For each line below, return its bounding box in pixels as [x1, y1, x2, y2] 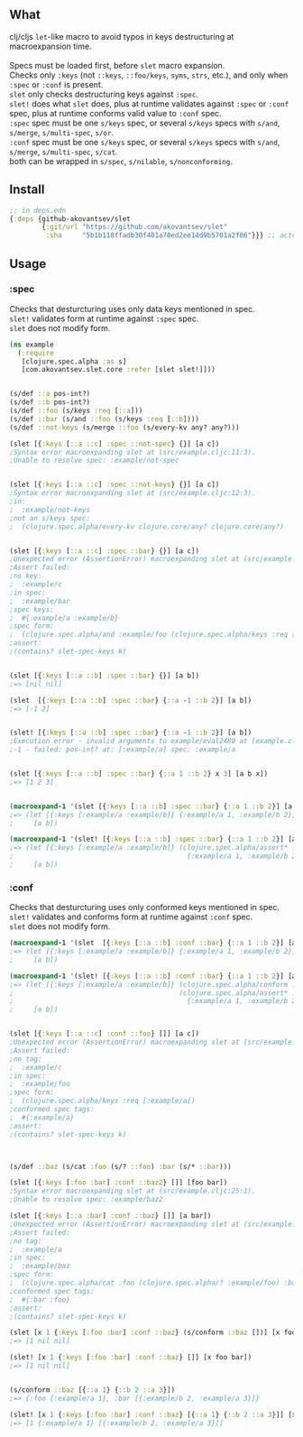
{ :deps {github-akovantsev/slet [9, 214, 131, 224]
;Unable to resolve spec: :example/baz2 [9, 1195, 164, 1204]
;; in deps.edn [9, 206, 67, 215]
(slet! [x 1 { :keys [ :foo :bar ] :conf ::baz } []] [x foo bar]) [9, 1353, 252, 1362]
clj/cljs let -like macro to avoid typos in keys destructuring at [9, 31, 234, 41]
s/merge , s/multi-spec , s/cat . [9, 146, 118, 157]
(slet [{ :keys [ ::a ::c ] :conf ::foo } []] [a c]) [9, 1029, 200, 1038]
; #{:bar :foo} [9, 1294, 70, 1304]
